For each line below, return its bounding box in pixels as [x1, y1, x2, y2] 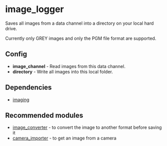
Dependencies [5, 83, 52, 92]
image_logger [5, 4, 64, 15]
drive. [5, 25, 18, 31]
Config [5, 50, 27, 58]
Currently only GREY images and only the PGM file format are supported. [5, 35, 156, 41]
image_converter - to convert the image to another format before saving [12, 124, 162, 130]
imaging [12, 97, 30, 103]
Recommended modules [5, 111, 83, 119]
